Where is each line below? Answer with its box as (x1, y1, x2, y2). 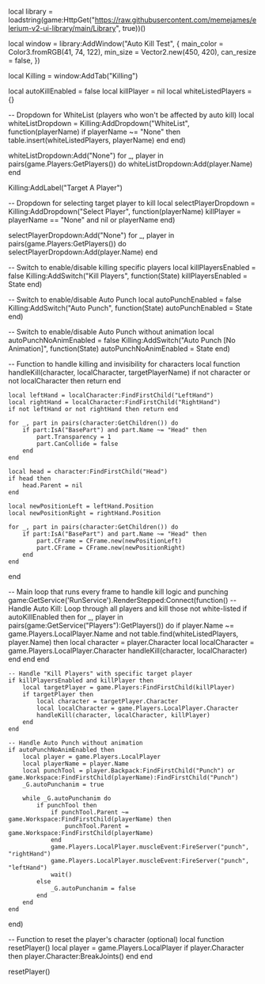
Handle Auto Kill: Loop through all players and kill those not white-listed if (8, 604, 248, 613)
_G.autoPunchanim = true (22, 780, 104, 788)
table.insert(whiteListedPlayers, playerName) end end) (8, 135, 186, 145)
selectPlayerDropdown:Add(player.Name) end (8, 247, 158, 257)
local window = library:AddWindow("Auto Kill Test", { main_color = (8, 39, 224, 48)
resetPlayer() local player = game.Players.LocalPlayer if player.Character (8, 943, 244, 952)
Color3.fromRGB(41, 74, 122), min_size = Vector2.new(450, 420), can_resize (8, 48, 257, 56)
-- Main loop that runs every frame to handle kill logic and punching (8, 587, 229, 597)
